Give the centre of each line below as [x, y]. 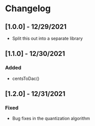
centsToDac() [26, 78]
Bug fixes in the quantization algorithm [51, 119]
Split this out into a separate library [47, 38]
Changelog [28, 9]
